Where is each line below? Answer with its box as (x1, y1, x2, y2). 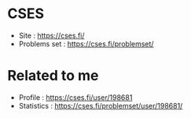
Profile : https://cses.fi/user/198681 (18, 92, 133, 102)
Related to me (7, 67, 99, 85)
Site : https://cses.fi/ (18, 31, 85, 40)
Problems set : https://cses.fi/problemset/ (18, 39, 154, 48)
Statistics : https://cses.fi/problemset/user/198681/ (18, 101, 183, 110)
